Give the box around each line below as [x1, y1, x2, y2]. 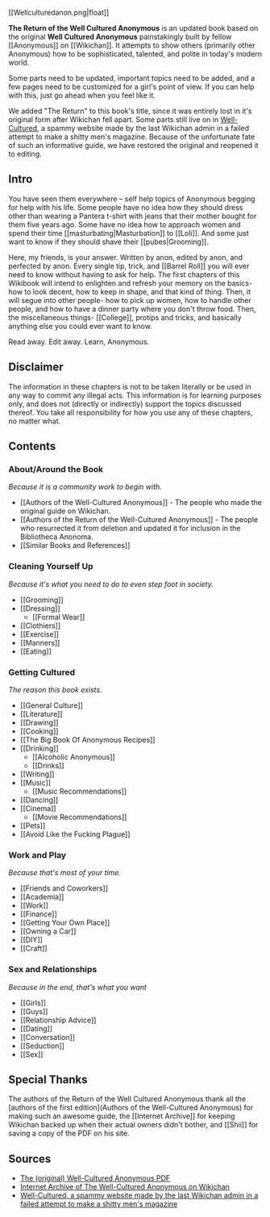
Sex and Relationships [8, 964, 98, 975]
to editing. [8, 149, 42, 158]
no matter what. [8, 416, 61, 426]
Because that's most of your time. [8, 868, 122, 878]
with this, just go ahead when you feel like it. [8, 91, 156, 100]
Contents [8, 440, 56, 453]
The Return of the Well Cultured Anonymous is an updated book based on [8, 23, 259, 32]
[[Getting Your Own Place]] [19, 918, 110, 928]
